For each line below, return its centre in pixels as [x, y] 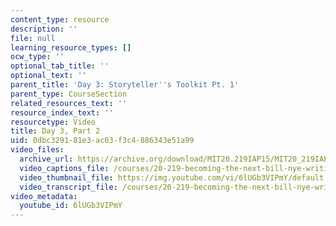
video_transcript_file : [68, 187]
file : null [33, 38]
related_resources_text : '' [69, 103]
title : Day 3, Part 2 [55, 131]
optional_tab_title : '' [60, 66]
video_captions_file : [64, 168]
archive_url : [46, 159]
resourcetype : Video [53, 122]
